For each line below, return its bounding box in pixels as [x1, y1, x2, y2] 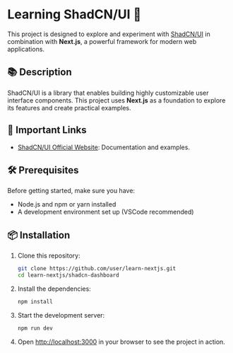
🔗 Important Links [7, 124, 87, 137]
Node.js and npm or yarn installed [17, 200, 116, 209]
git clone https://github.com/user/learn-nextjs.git [17, 265, 177, 272]
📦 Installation [7, 229, 71, 241]
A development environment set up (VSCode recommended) [17, 208, 194, 216]
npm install [17, 298, 53, 305]
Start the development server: [17, 311, 105, 319]
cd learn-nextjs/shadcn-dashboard [17, 272, 119, 279]
